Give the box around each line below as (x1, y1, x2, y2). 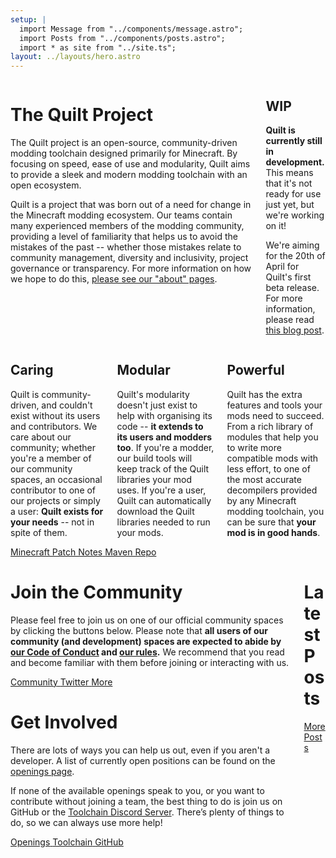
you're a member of (10, 452, 92, 464)
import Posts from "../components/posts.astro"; (19, 33, 226, 43)
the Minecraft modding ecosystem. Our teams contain (10, 209, 233, 221)
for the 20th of (265, 249, 326, 261)
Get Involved (10, 711, 118, 733)
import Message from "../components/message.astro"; (19, 24, 244, 34)
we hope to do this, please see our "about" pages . (10, 273, 218, 285)
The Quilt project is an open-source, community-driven (10, 137, 238, 149)
